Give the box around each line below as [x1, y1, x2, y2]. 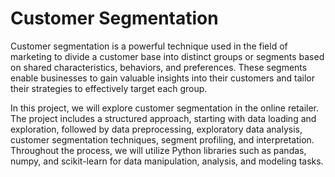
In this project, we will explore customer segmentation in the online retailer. [10, 102, 320, 114]
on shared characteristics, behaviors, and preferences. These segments [10, 61, 308, 73]
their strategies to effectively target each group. [10, 82, 208, 94]
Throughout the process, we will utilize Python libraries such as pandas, [10, 144, 307, 156]
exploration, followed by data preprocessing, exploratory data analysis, [10, 123, 303, 135]
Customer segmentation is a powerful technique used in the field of [10, 40, 288, 52]
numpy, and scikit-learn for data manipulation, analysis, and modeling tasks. [10, 155, 324, 167]
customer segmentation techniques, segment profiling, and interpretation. [10, 133, 315, 146]
